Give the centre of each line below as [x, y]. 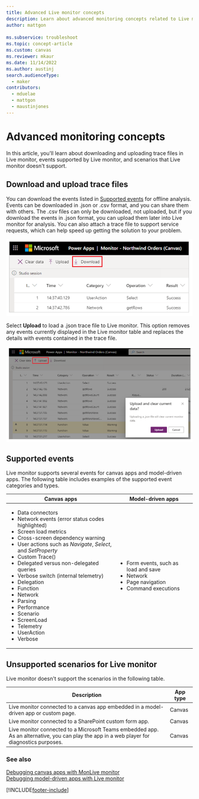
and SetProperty [38, 550]
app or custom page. [51, 713]
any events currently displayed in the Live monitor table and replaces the [95, 332]
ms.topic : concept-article [39, 44]
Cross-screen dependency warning [61, 538]
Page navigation [146, 582]
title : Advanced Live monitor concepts [55, 12]
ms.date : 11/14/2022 [32, 62]
